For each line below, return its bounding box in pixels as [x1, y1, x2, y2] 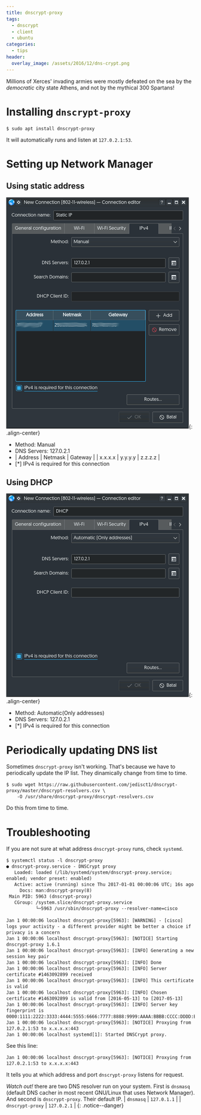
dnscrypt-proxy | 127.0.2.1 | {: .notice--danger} [6, 1102, 124, 1109]
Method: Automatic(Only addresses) [14, 709, 105, 717]
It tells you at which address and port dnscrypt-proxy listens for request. [6, 1071, 184, 1078]
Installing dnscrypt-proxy [6, 105, 131, 118]
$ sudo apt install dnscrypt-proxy [6, 125, 95, 131]
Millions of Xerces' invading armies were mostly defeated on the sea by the [6, 77, 192, 85]
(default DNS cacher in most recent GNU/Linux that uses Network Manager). [6, 1089, 195, 1096]
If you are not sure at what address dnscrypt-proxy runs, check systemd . [6, 845, 184, 853]
